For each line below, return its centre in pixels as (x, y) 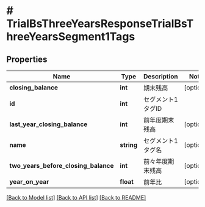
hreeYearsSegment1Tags (71, 37)
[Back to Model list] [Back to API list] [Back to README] (76, 198)
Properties (27, 59)
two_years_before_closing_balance (62, 166)
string (129, 145)
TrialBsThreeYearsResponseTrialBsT (100, 24)
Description (160, 76)
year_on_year (29, 182)
